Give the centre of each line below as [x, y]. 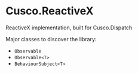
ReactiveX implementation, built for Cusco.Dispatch [69, 28]
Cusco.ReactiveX [50, 11]
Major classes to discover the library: [51, 39]
